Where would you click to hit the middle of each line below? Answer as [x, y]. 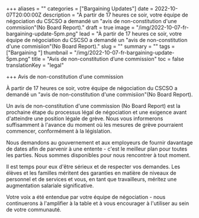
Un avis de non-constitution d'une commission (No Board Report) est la [93, 106]
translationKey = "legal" [35, 65]
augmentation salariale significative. [50, 185]
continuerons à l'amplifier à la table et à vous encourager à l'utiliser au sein [98, 203]
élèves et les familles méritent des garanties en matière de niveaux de [91, 173]
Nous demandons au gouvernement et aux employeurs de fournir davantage [99, 142]
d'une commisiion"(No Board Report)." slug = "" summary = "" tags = [91, 46]
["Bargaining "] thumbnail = [39, 52]
